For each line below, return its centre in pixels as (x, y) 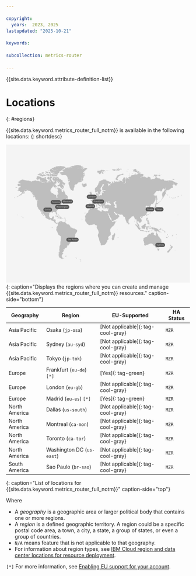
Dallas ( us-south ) (67, 410)
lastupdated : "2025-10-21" (39, 31)
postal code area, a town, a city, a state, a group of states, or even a (96, 530)
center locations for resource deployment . (65, 556)
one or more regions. (40, 518)
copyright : (19, 18)
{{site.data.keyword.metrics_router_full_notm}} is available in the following (95, 130)
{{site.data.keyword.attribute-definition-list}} (60, 79)
